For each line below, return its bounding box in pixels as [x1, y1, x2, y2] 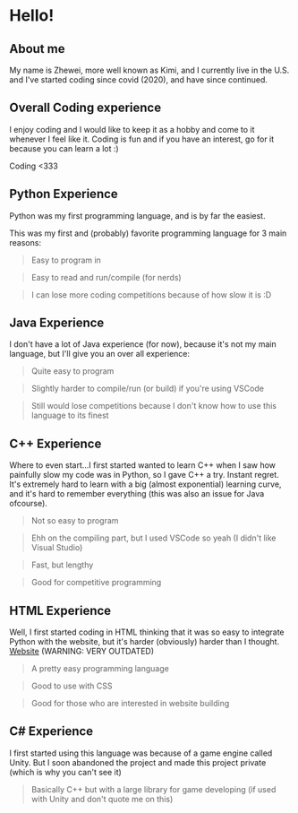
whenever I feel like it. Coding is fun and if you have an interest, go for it [9, 134, 275, 144]
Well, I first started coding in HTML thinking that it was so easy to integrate [9, 627, 285, 637]
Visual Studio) [30, 542, 83, 553]
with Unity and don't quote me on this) [30, 793, 174, 804]
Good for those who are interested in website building [30, 698, 230, 709]
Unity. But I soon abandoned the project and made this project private [9, 757, 267, 767]
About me [9, 41, 65, 56]
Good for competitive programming [30, 577, 162, 588]
